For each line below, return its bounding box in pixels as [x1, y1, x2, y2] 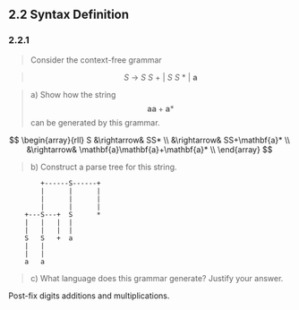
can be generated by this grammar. [30, 116, 160, 128]
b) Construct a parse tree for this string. [30, 161, 177, 172]
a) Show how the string [30, 89, 116, 99]
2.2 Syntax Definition [8, 7, 130, 22]
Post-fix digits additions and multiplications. [8, 290, 170, 301]
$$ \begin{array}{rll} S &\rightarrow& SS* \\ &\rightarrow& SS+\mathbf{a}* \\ [9, 134, 290, 145]
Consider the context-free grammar [30, 54, 162, 65]
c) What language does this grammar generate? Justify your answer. [30, 272, 284, 283]
